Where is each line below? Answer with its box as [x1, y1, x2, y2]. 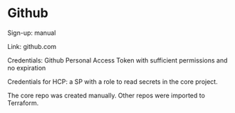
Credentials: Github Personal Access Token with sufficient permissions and [7, 55, 228, 65]
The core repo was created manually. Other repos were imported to [7, 91, 205, 99]
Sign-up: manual [7, 28, 56, 37]
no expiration [7, 63, 46, 72]
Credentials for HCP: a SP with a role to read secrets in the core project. [7, 77, 219, 86]
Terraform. [7, 98, 39, 107]
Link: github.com [7, 42, 57, 50]
